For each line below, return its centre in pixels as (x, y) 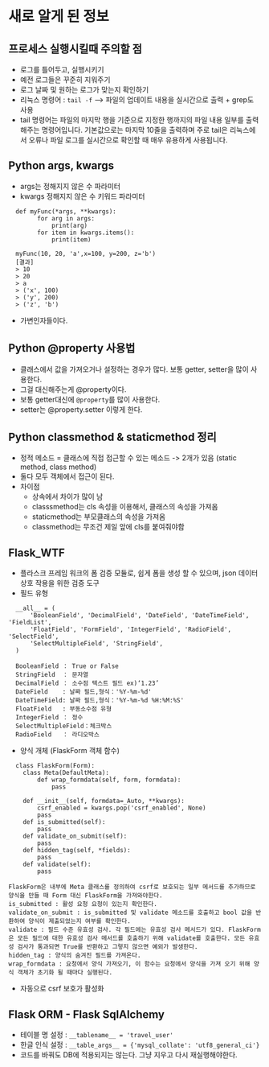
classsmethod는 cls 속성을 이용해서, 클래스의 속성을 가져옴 (125, 507)
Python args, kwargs (61, 166)
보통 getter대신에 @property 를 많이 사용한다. (90, 399)
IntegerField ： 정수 (49, 718)
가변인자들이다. (44, 320)
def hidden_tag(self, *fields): (77, 851)
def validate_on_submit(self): (75, 836)
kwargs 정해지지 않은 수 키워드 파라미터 (82, 196)
